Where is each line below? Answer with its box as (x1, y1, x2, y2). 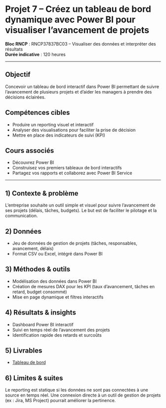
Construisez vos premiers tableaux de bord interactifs (12, 165, 122, 171)
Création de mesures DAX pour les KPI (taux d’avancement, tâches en (12, 283, 155, 289)
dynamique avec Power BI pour (5, 14, 136, 25)
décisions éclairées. (5, 94, 46, 100)
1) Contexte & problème (5, 189, 79, 198)
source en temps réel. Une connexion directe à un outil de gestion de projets (5, 392, 161, 398)
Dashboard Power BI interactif (12, 321, 74, 327)
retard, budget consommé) (12, 289, 67, 295)
